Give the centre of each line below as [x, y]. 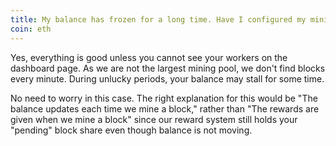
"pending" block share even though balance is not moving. [131, 130]
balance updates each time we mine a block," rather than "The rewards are [165, 108]
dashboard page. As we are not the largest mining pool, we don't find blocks [168, 68]
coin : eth [31, 29]
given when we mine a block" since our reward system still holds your [154, 119]
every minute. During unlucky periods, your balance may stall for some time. [167, 78]
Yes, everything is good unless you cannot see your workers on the [149, 57]
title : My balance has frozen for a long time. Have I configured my [158, 19]
